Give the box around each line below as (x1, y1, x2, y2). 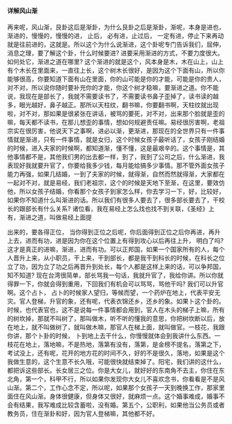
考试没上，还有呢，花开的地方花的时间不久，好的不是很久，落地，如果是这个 (7, 349, 225, 358)
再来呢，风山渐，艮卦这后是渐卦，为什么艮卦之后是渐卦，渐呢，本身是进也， (7, 23, 225, 31)
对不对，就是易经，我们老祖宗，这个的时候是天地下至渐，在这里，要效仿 (19, 178, 225, 187)
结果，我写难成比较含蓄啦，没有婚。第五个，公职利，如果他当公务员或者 (19, 401, 225, 409)
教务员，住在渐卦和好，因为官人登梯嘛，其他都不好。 (7, 409, 159, 418)
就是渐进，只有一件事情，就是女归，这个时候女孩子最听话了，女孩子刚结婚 (12, 136, 225, 144)
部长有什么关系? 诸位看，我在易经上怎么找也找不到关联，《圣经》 (25, 205, 209, 213)
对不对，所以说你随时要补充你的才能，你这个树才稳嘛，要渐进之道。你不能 (7, 84, 219, 92)
